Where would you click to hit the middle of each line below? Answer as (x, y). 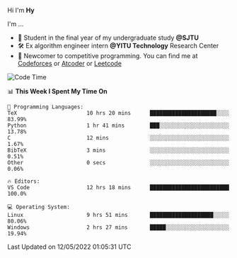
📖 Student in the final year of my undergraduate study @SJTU (108, 38)
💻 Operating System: (39, 207)
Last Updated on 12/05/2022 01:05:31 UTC (69, 247)
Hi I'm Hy (21, 10)
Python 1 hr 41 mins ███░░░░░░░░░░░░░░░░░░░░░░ (118, 125)
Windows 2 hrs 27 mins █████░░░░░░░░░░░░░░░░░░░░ (118, 228)
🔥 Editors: (24, 181)
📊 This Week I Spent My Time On (57, 91)
